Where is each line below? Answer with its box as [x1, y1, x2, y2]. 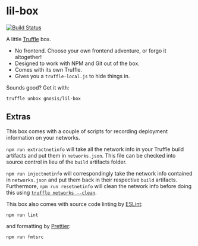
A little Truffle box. [6, 35, 52, 42]
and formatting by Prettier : [6, 222, 71, 229]
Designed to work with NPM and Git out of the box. [14, 60, 140, 67]
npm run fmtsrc [6, 234, 44, 240]
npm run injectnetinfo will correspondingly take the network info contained [6, 170, 193, 177]
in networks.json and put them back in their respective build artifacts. [6, 176, 178, 183]
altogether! [14, 53, 42, 60]
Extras [6, 112, 31, 122]
